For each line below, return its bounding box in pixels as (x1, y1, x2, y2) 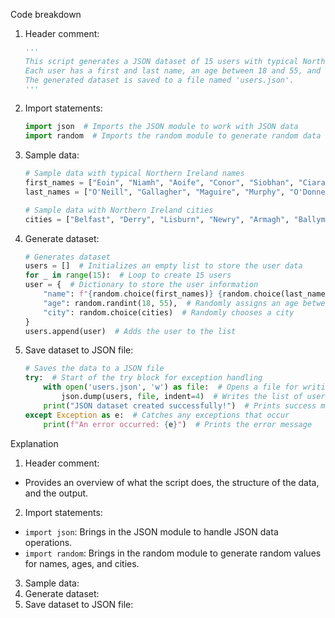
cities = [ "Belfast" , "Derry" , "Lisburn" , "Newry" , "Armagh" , (24, 214, 290, 224)
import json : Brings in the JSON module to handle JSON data (24, 525, 279, 538)
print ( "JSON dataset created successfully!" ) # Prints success (43, 400, 317, 411)
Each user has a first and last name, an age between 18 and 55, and (24, 65, 322, 76)
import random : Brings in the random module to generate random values (24, 547, 322, 559)
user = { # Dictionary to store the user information (24, 280, 259, 290)
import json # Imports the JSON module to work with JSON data (24, 122, 299, 132)
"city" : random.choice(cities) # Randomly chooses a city (43, 307, 295, 318)
